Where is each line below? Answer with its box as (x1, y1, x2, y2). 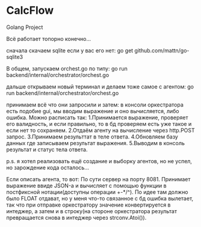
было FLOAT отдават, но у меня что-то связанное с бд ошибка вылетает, (6, 194, 194, 202)
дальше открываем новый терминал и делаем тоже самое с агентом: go (6, 82, 194, 90)
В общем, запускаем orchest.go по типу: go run (6, 64, 128, 72)
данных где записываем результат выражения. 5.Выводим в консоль (6, 139, 185, 146)
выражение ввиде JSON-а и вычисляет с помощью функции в (6, 182, 167, 189)
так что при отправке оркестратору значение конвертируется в (6, 201, 171, 208)
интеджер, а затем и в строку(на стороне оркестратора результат (6, 207, 178, 214)
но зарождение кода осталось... (6, 164, 89, 171)
